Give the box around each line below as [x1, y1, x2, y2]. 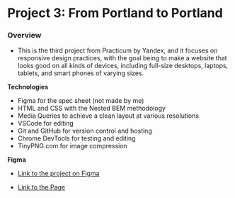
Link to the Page [17, 183, 66, 192]
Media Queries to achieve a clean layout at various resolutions [17, 111, 200, 120]
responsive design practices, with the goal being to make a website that [17, 54, 228, 62]
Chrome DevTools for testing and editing [17, 134, 136, 143]
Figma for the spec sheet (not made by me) [17, 97, 144, 105]
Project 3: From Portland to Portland [7, 5, 223, 21]
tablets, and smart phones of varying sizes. [17, 69, 144, 77]
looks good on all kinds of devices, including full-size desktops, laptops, [17, 62, 229, 70]
